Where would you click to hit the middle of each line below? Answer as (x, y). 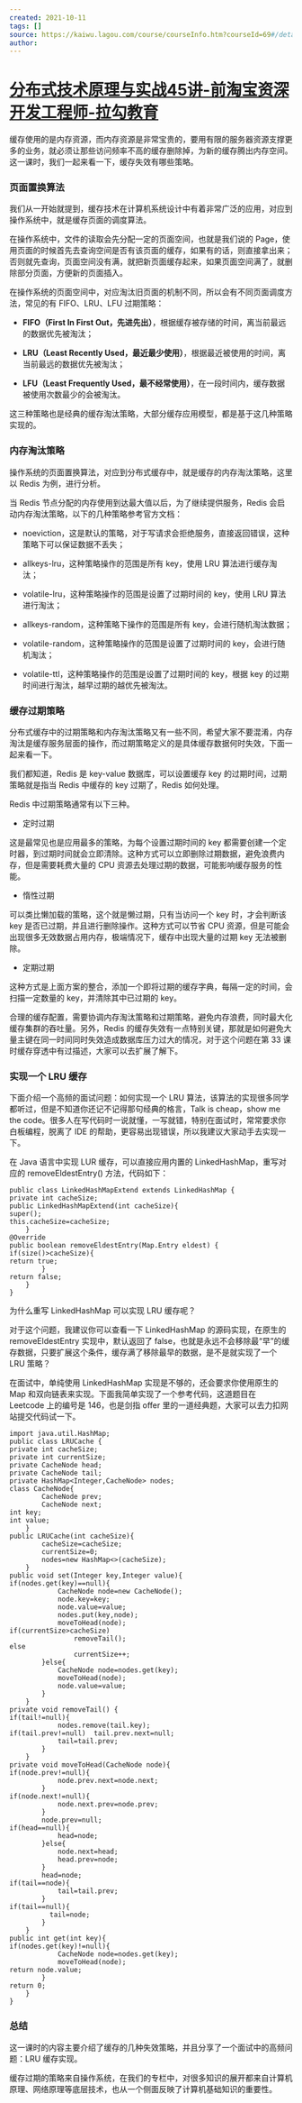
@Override (28, 1238)
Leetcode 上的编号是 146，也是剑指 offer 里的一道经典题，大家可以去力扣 (145, 1405)
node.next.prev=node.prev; (108, 1805)
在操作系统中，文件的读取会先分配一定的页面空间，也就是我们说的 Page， (146, 239)
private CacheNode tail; (56, 1473)
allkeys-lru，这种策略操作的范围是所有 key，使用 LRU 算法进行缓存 (146, 563)
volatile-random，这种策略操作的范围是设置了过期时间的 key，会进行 (150, 643)
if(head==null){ (40, 1828)
